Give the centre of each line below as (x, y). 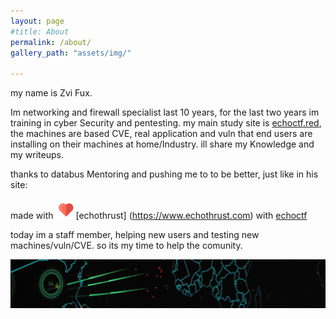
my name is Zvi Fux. (51, 93)
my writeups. (37, 155)
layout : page (37, 21)
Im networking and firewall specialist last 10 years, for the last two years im (165, 112)
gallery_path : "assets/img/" (71, 53)
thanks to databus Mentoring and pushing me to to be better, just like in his (164, 174)
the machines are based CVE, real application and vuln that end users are (161, 134)
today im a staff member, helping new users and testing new (135, 235)
